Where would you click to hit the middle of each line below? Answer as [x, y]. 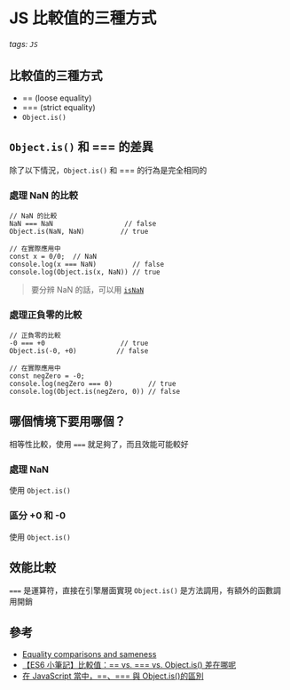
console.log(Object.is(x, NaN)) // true [85, 272]
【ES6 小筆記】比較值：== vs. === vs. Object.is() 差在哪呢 [129, 665]
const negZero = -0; [47, 376]
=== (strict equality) [59, 107]
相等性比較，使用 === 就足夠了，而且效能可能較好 [99, 445]
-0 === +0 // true [79, 343]
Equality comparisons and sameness [89, 654]
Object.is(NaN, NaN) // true [79, 231]
